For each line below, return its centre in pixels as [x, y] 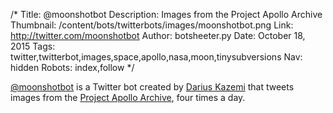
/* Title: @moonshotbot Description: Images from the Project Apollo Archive [166, 14]
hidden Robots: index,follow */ [72, 67]
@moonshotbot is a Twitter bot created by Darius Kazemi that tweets [152, 87]
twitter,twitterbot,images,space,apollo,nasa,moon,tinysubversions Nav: [156, 57]
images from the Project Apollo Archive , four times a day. [128, 97]
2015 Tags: [33, 46]
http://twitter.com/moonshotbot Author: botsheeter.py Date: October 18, [158, 35]
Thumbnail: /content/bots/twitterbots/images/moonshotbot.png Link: [152, 25]
